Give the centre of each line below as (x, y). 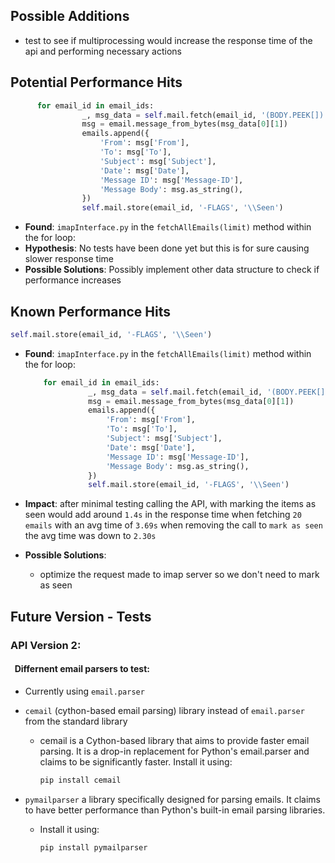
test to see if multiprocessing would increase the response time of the (168, 40)
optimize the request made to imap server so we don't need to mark (179, 575)
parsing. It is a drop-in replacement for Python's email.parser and (174, 751)
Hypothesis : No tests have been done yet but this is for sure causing (167, 248)
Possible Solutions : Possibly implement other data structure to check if (172, 270)
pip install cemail (80, 780)
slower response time (69, 259)
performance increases (73, 280)
